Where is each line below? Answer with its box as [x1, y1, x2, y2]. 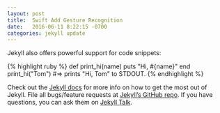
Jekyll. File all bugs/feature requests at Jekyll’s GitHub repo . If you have [7, 91, 213, 99]
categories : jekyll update [7, 29, 86, 37]
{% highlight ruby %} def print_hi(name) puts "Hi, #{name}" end [7, 62, 191, 70]
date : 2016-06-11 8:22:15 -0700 [7, 23, 108, 30]
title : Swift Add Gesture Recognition [7, 17, 123, 24]
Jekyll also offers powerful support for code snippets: [7, 49, 162, 57]
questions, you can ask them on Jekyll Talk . [7, 98, 133, 107]
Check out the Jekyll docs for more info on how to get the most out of [7, 83, 207, 91]
